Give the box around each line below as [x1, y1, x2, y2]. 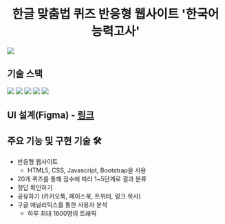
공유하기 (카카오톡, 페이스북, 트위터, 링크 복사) [17, 192, 141, 200]
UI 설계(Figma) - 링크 [7, 110, 94, 121]
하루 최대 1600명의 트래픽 [27, 209, 97, 217]
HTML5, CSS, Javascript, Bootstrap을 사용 [27, 166, 147, 174]
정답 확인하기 [17, 183, 53, 192]
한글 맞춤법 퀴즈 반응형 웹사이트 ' [12, 6, 186, 22]
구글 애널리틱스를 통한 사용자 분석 [17, 201, 108, 209]
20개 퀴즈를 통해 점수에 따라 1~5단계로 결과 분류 [17, 174, 147, 183]
